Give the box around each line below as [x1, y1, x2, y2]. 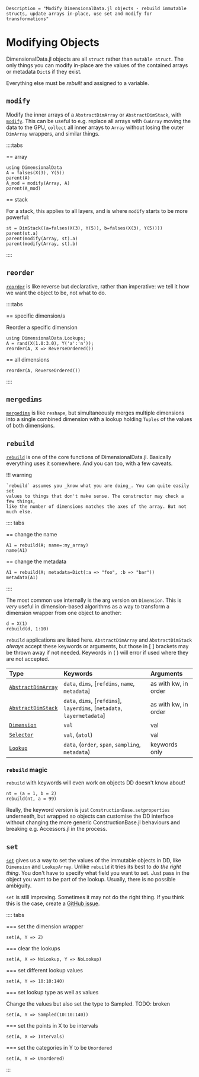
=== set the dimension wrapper [6, 923, 84, 930]
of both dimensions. [6, 422, 55, 429]
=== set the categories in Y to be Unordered [6, 1044, 113, 1051]
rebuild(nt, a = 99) [6, 796, 57, 802]
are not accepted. [6, 655, 49, 662]
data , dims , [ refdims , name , [63, 680, 135, 688]
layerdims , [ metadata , [63, 704, 123, 712]
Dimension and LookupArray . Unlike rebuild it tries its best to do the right [6, 863, 182, 871]
